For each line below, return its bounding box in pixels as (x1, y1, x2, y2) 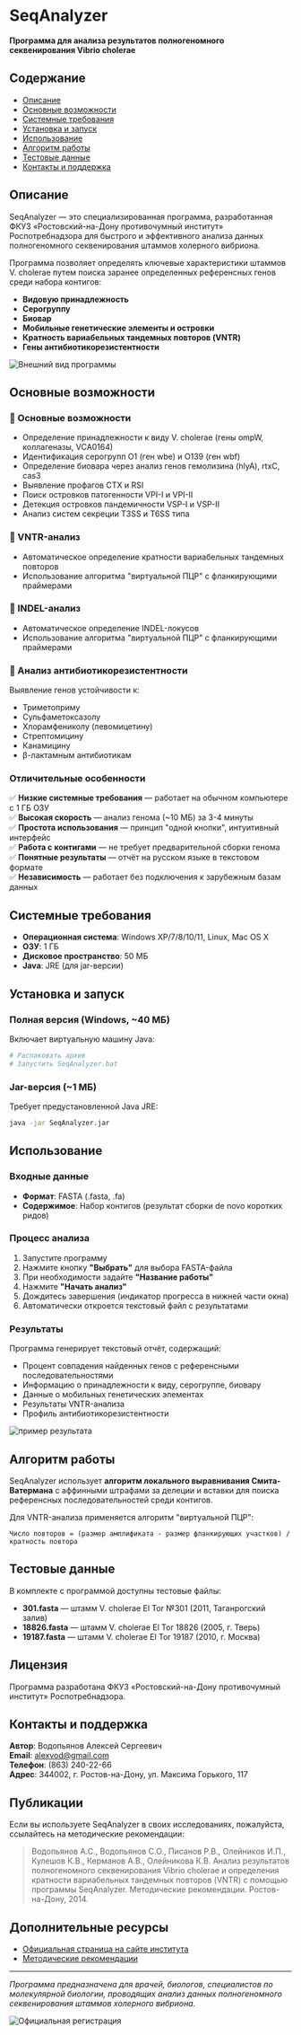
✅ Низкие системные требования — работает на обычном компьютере (9, 792, 288, 804)
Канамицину (21, 740, 71, 751)
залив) (21, 1612, 47, 1623)
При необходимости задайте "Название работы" (21, 1272, 213, 1282)
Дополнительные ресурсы (9, 1919, 168, 1935)
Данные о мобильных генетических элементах (21, 1389, 204, 1400)
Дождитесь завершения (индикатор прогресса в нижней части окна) (21, 1291, 289, 1301)
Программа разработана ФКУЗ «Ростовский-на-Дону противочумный (9, 1681, 280, 1692)
